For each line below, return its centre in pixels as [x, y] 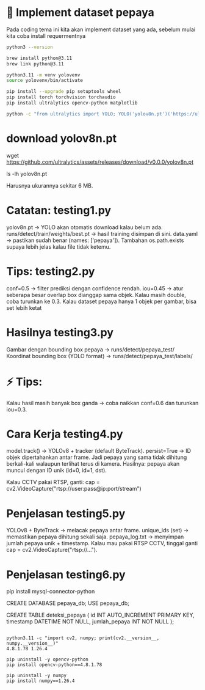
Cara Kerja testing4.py [65, 434]
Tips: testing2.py [51, 271]
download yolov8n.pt [62, 138]
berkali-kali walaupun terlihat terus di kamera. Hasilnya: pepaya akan [93, 464]
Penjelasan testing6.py [66, 574]
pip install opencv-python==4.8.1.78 [54, 665]
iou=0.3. [17, 409]
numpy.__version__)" [33, 644]
